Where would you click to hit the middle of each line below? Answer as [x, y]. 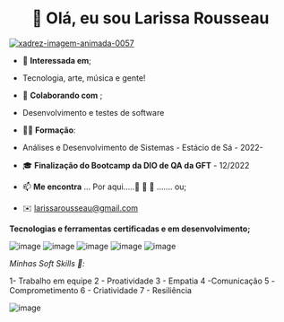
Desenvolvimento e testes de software [93, 112]
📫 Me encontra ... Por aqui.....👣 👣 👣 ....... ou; [104, 187]
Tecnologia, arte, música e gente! [84, 78]
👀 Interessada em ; [57, 60]
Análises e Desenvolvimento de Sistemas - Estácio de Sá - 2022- [143, 147]
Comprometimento [44, 290]
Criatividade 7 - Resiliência [142, 290]
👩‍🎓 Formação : [49, 130]
